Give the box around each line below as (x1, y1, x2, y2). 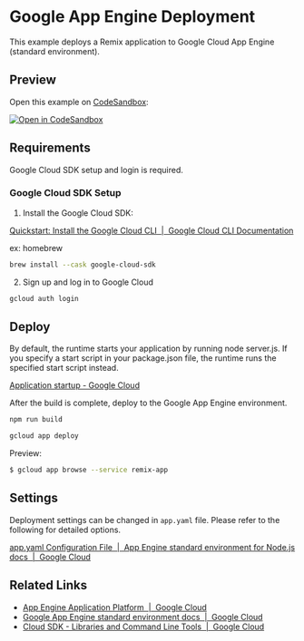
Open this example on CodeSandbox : (9, 96, 149, 107)
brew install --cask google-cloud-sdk (9, 260, 156, 269)
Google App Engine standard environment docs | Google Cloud (22, 611, 263, 622)
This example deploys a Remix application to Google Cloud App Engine (9, 36, 275, 47)
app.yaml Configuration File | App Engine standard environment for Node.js (9, 541, 296, 552)
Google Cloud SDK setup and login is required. (9, 164, 184, 175)
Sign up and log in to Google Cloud (22, 277, 154, 287)
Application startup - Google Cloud (9, 380, 141, 391)
